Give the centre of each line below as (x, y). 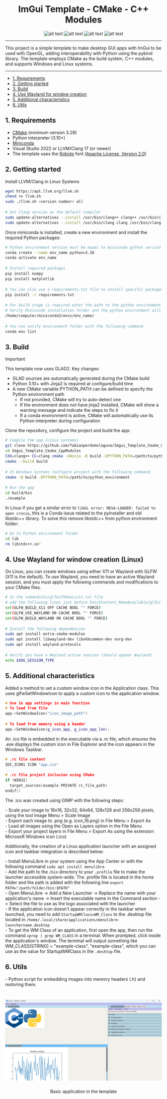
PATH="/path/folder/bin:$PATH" (38, 888)
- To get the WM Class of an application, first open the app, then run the (79, 930)
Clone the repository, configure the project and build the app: (68, 431)
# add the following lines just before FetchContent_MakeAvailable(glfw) (83, 602)
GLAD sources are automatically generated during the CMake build (81, 378)
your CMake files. (23, 587)
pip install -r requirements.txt (40, 295)
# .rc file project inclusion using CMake (50, 775)
